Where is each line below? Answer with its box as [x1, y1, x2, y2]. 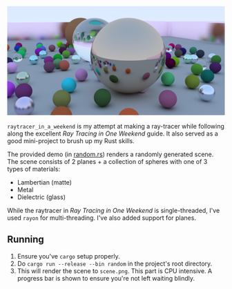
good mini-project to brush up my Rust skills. [7, 137, 135, 144]
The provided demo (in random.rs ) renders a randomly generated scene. [7, 150, 214, 158]
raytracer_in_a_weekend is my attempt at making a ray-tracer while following [7, 122, 224, 130]
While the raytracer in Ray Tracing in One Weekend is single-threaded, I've [7, 207, 220, 214]
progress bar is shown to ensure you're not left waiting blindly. [17, 274, 195, 282]
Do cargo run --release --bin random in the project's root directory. [17, 259, 213, 268]
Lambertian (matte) [17, 178, 72, 186]
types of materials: [7, 165, 61, 173]
